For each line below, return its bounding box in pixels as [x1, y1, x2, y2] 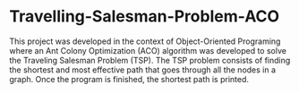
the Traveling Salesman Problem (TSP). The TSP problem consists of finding [9, 55, 291, 65]
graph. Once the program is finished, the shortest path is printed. [9, 73, 249, 84]
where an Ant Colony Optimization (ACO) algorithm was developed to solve [9, 45, 286, 55]
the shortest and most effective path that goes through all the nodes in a [9, 64, 276, 75]
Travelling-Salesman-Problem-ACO [9, 6, 280, 27]
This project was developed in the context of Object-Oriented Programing [9, 36, 281, 46]
